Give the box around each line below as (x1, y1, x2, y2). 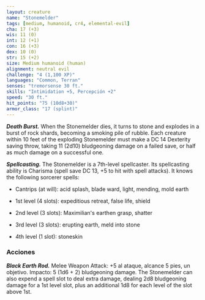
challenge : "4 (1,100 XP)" (6, 72, 75, 78)
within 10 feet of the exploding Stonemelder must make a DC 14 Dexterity (6, 135, 191, 143)
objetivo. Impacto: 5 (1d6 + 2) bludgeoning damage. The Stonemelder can (6, 268, 193, 276)
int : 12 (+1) (6, 37, 40, 43)
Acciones (6, 248, 35, 257)
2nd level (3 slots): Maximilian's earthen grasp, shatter (15, 209, 153, 216)
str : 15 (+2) (6, 54, 40, 61)
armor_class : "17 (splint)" (6, 105, 78, 112)
